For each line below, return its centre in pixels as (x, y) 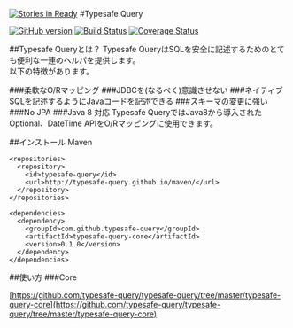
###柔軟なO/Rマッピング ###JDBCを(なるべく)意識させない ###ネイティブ (146, 90)
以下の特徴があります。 (52, 71)
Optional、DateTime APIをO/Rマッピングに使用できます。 (114, 123)
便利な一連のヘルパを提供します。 (78, 60)
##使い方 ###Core (43, 277)
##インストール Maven (51, 142)
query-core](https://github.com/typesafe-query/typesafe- (115, 305)
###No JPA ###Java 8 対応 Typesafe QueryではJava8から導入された (136, 112)
